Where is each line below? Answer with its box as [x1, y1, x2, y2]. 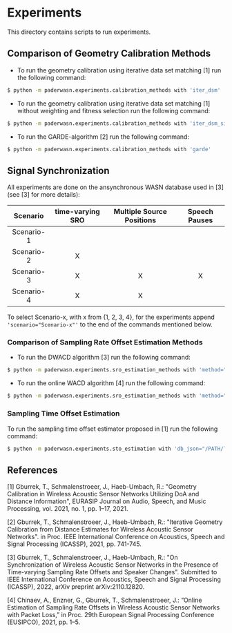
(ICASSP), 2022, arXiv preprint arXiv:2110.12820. [7, 583, 145, 591]
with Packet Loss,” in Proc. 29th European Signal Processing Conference [7, 611, 215, 619]
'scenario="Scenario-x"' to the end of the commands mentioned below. [7, 320, 213, 329]
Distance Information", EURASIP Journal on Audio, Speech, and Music [7, 497, 206, 505]
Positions [124, 215, 157, 225]
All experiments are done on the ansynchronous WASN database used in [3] [7, 183, 224, 191]
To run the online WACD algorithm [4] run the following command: [17, 379, 206, 387]
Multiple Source [113, 207, 168, 217]
